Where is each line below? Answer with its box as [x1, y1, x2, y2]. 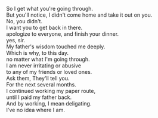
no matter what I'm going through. [6, 56, 91, 63]
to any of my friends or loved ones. [6, 69, 92, 75]
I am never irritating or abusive [6, 62, 82, 69]
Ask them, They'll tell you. [6, 74, 70, 82]
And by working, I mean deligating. [6, 100, 92, 107]
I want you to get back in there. [6, 24, 83, 31]
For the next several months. [6, 81, 76, 88]
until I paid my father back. [6, 94, 72, 101]
